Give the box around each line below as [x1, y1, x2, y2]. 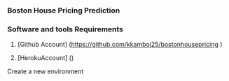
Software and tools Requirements [7, 24, 124, 34]
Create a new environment [7, 67, 84, 75]
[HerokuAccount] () [17, 54, 74, 62]
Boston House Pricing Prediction [7, 6, 120, 15]
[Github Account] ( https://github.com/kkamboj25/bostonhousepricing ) [17, 40, 223, 49]
